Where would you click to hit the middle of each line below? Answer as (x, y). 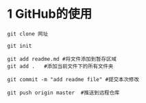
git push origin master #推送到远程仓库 (63, 93)
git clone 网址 (28, 34)
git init (20, 46)
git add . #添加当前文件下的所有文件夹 (60, 66)
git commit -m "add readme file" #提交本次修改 (73, 79)
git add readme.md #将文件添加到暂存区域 (62, 59)
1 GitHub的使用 (50, 14)
